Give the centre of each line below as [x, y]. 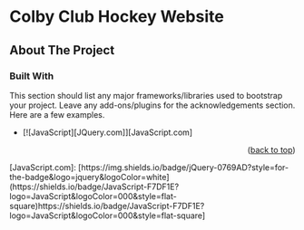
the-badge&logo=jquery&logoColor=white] [89, 177]
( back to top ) [271, 149]
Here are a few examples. [57, 114]
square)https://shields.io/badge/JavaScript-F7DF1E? [107, 206]
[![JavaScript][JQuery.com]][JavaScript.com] [108, 132]
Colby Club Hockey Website [117, 17]
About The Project [62, 50]
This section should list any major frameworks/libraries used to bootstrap [146, 95]
